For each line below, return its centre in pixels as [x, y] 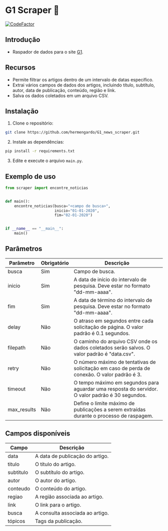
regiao [15, 496]
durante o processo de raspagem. [113, 415]
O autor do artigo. [55, 480]
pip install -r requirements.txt [40, 151]
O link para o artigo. [58, 504]
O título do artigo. [55, 464]
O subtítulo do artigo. [60, 472]
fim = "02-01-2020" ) [73, 215]
